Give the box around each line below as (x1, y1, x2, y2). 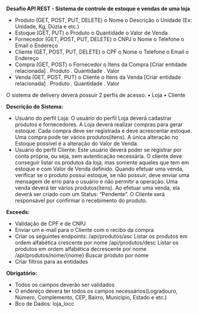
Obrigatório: (6, 269, 38, 277)
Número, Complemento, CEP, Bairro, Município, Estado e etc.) (14, 294, 167, 300)
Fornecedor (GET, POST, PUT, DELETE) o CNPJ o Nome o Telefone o (14, 36, 185, 42)
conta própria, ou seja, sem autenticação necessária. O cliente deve (14, 153, 182, 160)
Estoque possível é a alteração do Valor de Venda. (14, 140, 139, 147)
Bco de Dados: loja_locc (14, 300, 75, 307)
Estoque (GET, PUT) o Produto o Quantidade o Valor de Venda (14, 29, 168, 36)
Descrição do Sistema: (6, 103, 64, 110)
